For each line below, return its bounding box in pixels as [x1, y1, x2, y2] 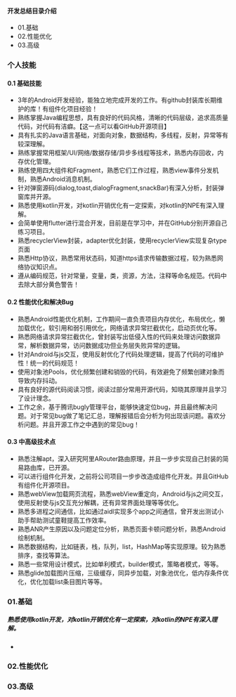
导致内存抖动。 [17, 376, 61, 384]
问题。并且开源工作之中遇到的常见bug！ [23, 420, 140, 429]
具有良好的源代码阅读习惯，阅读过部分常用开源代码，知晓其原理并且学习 [17, 385, 227, 393]
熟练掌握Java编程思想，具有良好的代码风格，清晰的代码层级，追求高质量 [17, 113, 229, 122]
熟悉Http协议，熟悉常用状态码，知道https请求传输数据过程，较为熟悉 [17, 254, 218, 263]
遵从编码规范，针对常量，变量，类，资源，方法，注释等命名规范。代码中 [17, 271, 227, 280]
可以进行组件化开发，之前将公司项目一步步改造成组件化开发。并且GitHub [17, 471, 229, 481]
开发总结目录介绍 [7, 6, 57, 15]
